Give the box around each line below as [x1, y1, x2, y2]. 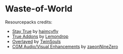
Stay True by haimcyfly [12, 28, 59, 34]
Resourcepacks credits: [5, 19, 53, 25]
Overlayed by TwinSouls [12, 38, 61, 44]
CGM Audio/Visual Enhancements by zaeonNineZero [12, 43, 118, 49]
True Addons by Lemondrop [12, 33, 69, 39]
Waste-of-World [5, 3, 73, 14]
